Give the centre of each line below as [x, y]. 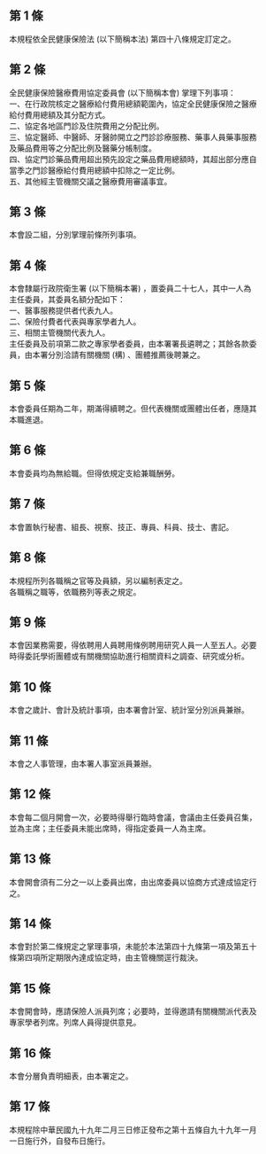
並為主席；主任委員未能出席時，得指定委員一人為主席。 [110, 828]
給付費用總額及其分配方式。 [60, 114]
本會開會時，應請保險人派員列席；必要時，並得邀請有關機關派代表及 [133, 1011]
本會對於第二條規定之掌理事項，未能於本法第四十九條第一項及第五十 [133, 947]
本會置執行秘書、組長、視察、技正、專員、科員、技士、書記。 [122, 526]
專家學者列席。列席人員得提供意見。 [75, 1023]
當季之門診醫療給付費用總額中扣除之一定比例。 [94, 170]
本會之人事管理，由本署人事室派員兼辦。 [83, 763]
